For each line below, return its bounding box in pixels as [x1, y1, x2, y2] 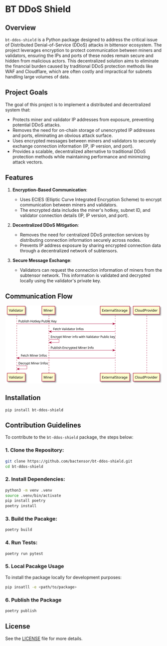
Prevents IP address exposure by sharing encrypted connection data [19, 242, 161, 248]
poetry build [5, 527, 32, 533]
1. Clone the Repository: [5, 447, 64, 454]
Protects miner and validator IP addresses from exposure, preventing [12, 116, 154, 122]
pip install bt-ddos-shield [5, 407, 64, 413]
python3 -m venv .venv [5, 488, 52, 493]
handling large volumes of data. [5, 74, 70, 79]
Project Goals [5, 88, 48, 97]
